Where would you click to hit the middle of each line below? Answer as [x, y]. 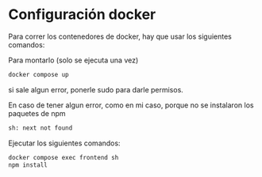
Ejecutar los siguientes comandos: [64, 143]
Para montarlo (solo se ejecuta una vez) [73, 60]
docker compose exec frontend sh [64, 157]
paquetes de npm [37, 113]
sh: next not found [40, 128]
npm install [28, 165]
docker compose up [39, 74]
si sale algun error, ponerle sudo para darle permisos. [96, 89]
